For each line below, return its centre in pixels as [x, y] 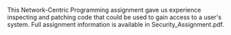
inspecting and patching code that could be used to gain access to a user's [114, 17]
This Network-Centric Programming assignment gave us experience [104, 10]
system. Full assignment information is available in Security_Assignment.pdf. [116, 24]
